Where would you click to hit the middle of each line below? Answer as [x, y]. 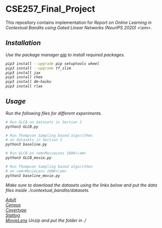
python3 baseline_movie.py [33, 176]
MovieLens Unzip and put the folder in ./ [46, 220]
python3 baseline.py [27, 145]
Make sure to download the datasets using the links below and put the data [81, 185]
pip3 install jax [23, 73]
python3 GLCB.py [22, 127]
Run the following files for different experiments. [54, 113]
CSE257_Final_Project [50, 9]
